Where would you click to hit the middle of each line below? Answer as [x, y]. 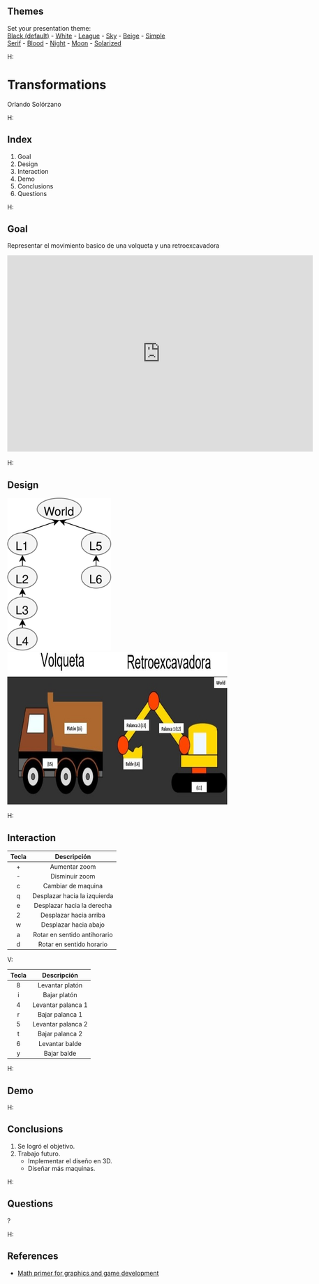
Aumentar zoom [73, 866]
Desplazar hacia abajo [73, 925]
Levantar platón [60, 985]
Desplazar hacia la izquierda [73, 895]
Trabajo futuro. [39, 1154]
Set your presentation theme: [49, 28]
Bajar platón [60, 995]
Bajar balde [60, 1053]
